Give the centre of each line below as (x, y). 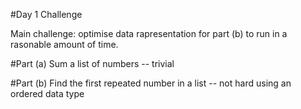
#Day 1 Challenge (46, 14)
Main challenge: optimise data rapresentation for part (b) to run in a (149, 33)
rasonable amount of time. (64, 44)
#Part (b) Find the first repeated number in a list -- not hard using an (151, 83)
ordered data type (47, 93)
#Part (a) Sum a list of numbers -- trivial (92, 63)
